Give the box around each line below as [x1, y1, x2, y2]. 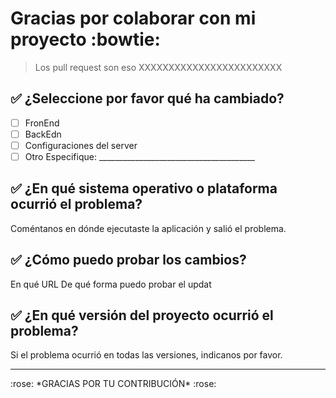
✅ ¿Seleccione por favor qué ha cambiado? [10, 90, 285, 107]
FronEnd [24, 117, 60, 129]
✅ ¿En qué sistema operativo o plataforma [10, 180, 278, 197]
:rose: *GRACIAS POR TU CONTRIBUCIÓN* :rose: [10, 378, 217, 390]
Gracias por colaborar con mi [10, 7, 257, 30]
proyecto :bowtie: [10, 28, 161, 51]
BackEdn [24, 128, 62, 140]
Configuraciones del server [24, 139, 138, 151]
